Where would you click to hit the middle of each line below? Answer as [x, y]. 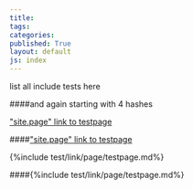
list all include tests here [55, 86]
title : [22, 18]
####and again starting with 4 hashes [81, 104]
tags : [20, 26]
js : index [28, 60]
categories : [32, 35]
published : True [40, 43]
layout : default [40, 52]
